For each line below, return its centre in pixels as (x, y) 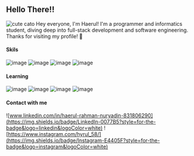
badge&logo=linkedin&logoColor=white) (55, 128)
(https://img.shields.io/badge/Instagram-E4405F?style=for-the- (83, 141)
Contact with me (27, 103)
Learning (17, 76)
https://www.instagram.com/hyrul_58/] (55, 134)
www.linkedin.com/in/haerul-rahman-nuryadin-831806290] (81, 116)
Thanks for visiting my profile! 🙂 (45, 36)
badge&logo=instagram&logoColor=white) (57, 147)
